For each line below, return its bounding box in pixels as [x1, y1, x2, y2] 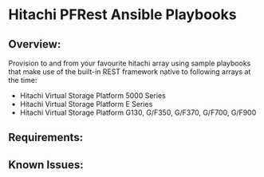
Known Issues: [8, 158, 84, 171]
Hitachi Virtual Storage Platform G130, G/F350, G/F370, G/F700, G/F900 [19, 108, 257, 117]
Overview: [8, 37, 61, 51]
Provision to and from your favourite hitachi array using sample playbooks [8, 58, 251, 68]
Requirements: [8, 131, 84, 144]
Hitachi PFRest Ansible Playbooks [8, 6, 237, 24]
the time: [8, 76, 37, 85]
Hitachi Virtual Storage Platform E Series [19, 100, 153, 108]
